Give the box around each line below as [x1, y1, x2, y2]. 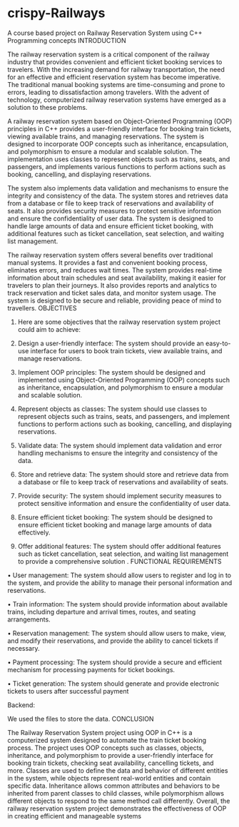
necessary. [7, 644, 41, 652]
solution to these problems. [7, 103, 88, 111]
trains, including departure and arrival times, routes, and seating [7, 607, 196, 616]
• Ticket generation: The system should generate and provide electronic [7, 679, 220, 688]
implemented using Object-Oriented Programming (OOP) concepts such [17, 375, 230, 384]
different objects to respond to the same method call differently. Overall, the [7, 796, 230, 805]
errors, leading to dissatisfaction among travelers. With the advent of [7, 88, 210, 96]
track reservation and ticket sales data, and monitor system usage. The [7, 288, 216, 297]
